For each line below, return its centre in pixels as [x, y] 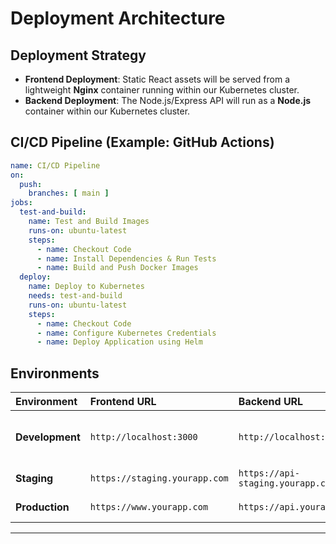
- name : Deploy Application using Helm [119, 342]
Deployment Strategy [78, 55]
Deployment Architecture [118, 18]
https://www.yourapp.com [149, 507]
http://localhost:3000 [143, 437]
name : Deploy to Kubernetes [86, 287]
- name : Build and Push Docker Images [117, 268]
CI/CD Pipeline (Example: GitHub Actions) [142, 142]
